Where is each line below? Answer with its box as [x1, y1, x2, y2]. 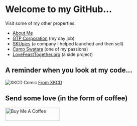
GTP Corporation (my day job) [12, 35, 75, 41]
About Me [12, 30, 34, 36]
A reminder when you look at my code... [5, 66, 132, 75]
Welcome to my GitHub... [5, 4, 112, 15]
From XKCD [38, 79, 63, 85]
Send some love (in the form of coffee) [5, 94, 128, 103]
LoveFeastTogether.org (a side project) [12, 51, 93, 57]
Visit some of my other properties [5, 20, 75, 26]
